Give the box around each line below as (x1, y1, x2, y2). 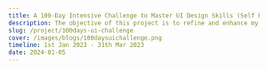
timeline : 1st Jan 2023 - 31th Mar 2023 (8, 41, 145, 49)
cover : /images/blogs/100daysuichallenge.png (8, 33, 162, 42)
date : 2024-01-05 (8, 48, 66, 56)
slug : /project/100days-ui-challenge (8, 26, 134, 34)
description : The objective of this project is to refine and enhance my (8, 19, 259, 27)
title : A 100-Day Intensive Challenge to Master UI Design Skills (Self (8, 11, 255, 20)
